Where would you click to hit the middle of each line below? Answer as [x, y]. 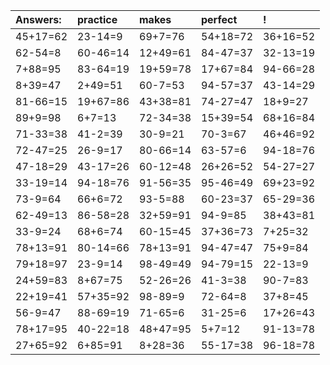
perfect [219, 19]
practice [97, 19]
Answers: [38, 19]
